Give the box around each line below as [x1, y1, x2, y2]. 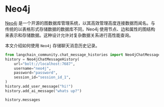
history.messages [5, 97, 41, 102]
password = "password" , [14, 71, 58, 75]
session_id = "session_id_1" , [14, 75, 71, 80]
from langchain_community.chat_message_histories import [5, 52, 123, 57]
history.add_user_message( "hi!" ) [5, 84, 73, 89]
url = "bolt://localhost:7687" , [14, 61, 76, 66]
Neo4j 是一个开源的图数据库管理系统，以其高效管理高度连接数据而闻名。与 [5, 20, 155, 26]
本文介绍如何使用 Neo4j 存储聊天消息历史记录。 [5, 42, 100, 48]
